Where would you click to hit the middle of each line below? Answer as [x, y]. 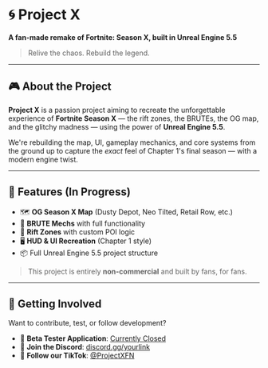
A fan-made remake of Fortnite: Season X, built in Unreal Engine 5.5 [123, 37]
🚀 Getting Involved [55, 304]
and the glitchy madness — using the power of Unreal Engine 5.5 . [117, 126]
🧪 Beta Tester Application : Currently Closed [93, 338]
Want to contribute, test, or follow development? [87, 323]
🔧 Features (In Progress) [70, 192]
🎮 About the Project [60, 87]
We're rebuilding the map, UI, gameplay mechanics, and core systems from [132, 142]
